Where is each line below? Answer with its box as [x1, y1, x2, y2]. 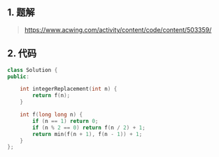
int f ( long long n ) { [20, 111, 83, 118]
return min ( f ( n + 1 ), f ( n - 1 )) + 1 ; [32, 130, 143, 137]
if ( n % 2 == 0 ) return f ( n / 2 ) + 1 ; [32, 124, 146, 131]
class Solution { [7, 66, 58, 73]
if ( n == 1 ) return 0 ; [32, 117, 99, 124]
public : [7, 73, 30, 80]
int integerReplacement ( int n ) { [20, 86, 118, 93]
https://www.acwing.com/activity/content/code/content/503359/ [24, 25, 212, 33]
